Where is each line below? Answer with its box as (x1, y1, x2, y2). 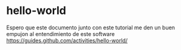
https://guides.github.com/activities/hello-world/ (6, 37, 128, 44)
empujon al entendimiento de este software (6, 30, 115, 37)
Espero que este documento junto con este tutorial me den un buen (6, 24, 175, 31)
